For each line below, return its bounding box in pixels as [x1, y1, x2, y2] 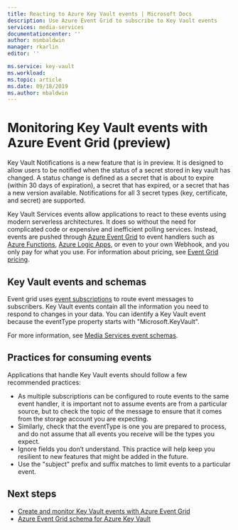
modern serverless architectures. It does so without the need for [7, 217, 197, 226]
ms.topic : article [7, 76, 62, 83]
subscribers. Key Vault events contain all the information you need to [7, 303, 209, 310]
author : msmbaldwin [7, 37, 65, 44]
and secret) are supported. [7, 196, 86, 205]
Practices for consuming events [7, 352, 152, 364]
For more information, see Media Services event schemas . [7, 331, 178, 340]
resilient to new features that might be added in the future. [17, 452, 188, 460]
